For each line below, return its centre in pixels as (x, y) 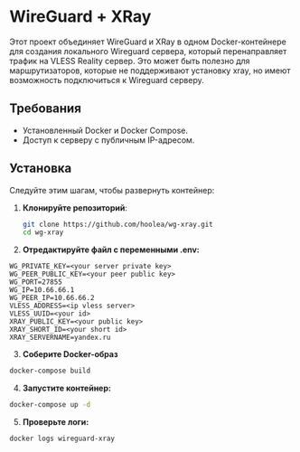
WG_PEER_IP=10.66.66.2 (52, 298)
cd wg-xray (43, 232)
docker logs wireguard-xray (62, 439)
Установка (41, 169)
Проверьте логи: (56, 422)
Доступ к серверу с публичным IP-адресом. (108, 140)
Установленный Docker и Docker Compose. (105, 130)
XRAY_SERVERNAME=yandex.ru (60, 338)
